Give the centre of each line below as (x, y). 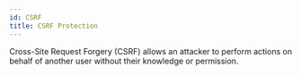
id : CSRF (26, 17)
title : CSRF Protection (54, 26)
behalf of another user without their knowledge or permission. (124, 61)
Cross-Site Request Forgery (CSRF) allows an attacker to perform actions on (151, 51)
